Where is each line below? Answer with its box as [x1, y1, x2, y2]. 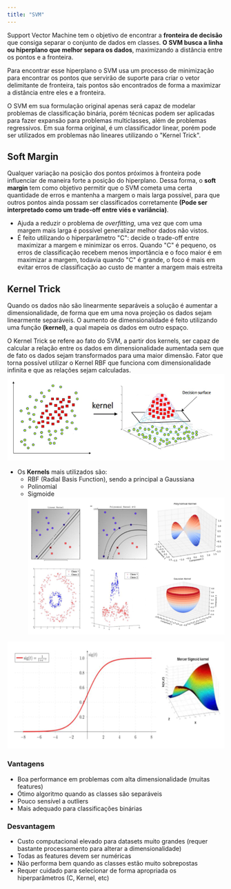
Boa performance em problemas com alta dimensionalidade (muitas [17, 775, 210, 783]
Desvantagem [7, 821, 55, 831]
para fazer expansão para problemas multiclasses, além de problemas [7, 116, 207, 124]
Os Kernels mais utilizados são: [17, 468, 108, 476]
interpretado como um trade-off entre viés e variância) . [7, 206, 169, 214]
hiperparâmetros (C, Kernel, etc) [17, 873, 110, 882]
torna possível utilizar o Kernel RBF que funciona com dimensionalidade [7, 359, 212, 367]
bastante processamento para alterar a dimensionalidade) [17, 844, 182, 852]
